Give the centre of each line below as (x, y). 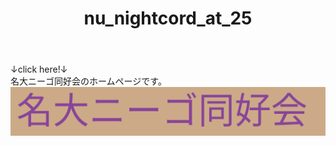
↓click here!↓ (39, 69)
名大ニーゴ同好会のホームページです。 (88, 81)
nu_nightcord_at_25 (168, 18)
